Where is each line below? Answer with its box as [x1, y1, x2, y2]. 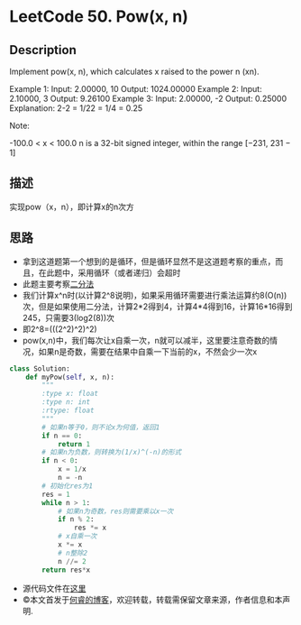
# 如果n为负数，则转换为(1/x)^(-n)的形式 [41, 448, 182, 457]
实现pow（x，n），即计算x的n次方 [9, 201, 134, 212]
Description [9, 42, 77, 58]
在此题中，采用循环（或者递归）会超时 [38, 267, 181, 278]
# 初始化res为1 [41, 481, 93, 491]
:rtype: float [41, 406, 95, 415]
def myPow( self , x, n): [25, 372, 115, 381]
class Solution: [9, 363, 70, 373]
